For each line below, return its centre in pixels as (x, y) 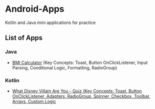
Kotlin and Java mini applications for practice (50, 22)
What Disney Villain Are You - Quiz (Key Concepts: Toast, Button (77, 91)
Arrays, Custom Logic (34, 101)
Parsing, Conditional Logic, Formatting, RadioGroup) (65, 67)
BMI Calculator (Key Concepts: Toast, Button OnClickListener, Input (80, 63)
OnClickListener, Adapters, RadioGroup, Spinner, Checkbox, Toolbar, (81, 96)
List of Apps (24, 38)
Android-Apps (35, 9)
